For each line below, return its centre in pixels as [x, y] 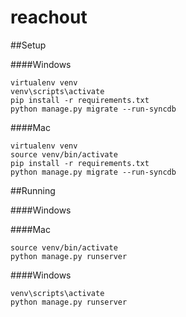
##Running [33, 190]
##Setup [28, 45]
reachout [49, 17]
